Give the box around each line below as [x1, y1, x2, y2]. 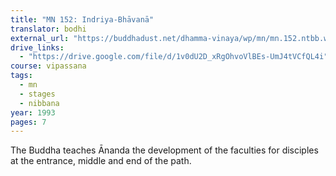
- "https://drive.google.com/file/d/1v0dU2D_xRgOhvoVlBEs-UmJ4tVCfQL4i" [19, 52, 329, 62]
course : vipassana [10, 61, 87, 71]
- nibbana [19, 98, 60, 108]
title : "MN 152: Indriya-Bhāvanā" [10, 14, 155, 25]
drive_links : [10, 42, 65, 53]
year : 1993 [10, 107, 56, 118]
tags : [10, 71, 33, 81]
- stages [19, 89, 56, 99]
